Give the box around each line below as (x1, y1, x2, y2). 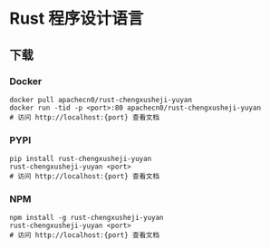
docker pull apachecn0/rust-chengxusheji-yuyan (9, 95, 193, 104)
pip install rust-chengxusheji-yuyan (9, 155, 152, 164)
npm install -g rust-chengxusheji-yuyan (9, 214, 165, 223)
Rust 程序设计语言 (9, 8, 144, 29)
